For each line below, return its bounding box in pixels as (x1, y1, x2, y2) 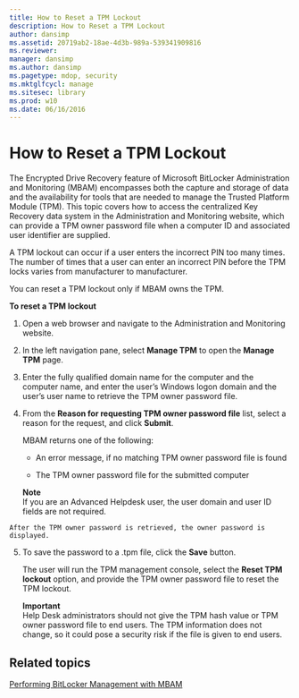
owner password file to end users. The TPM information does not (21, 619, 262, 631)
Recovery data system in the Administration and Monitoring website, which (9, 211, 285, 222)
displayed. (9, 532, 50, 541)
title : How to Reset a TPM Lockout (9, 13, 142, 22)
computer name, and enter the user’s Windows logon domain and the (21, 381, 278, 392)
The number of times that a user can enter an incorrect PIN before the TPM (9, 257, 287, 268)
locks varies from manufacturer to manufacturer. (9, 266, 188, 277)
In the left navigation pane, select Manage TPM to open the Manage (21, 345, 275, 356)
